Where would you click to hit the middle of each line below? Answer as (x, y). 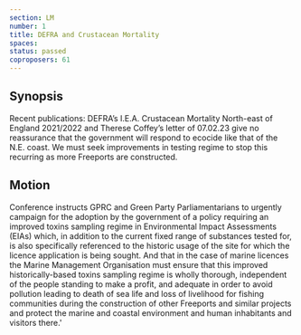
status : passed (38, 52)
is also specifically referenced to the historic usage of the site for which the (150, 245)
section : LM (32, 18)
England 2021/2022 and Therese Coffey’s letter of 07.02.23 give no (134, 128)
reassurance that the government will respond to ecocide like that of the (144, 138)
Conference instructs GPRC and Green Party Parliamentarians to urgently (146, 207)
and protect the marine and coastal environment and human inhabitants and (150, 312)
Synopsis (36, 96)
